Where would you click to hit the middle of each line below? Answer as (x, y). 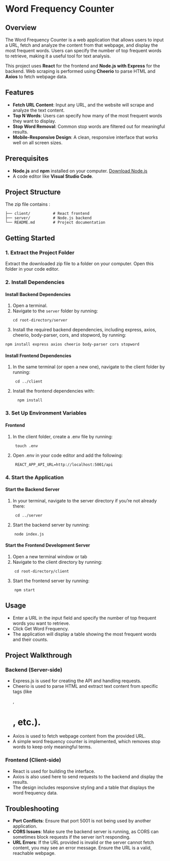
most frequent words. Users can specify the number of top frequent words (83, 51)
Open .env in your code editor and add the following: (68, 455)
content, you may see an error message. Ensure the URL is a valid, (82, 848)
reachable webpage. (34, 853)
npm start (25, 590)
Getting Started (30, 238)
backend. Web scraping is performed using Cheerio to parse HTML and (80, 71)
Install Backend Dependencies (38, 294)
